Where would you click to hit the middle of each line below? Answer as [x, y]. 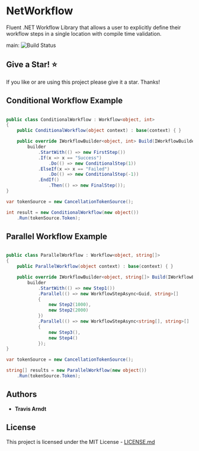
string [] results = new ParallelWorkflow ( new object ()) [76, 370]
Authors [22, 394]
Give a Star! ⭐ [32, 64]
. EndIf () [49, 180]
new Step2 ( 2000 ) [68, 310]
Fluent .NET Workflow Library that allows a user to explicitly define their [94, 27]
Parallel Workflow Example [57, 236]
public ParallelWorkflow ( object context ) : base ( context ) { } [95, 266]
